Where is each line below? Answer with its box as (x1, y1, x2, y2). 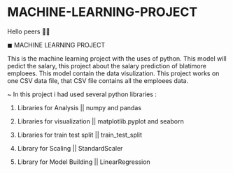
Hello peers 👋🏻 (7, 27, 50, 36)
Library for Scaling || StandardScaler (17, 144, 123, 152)
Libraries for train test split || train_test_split (17, 130, 142, 139)
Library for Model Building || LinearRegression (17, 158, 150, 166)
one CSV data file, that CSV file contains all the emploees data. (7, 76, 189, 84)
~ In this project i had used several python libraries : (7, 90, 157, 98)
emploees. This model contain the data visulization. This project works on (7, 69, 220, 77)
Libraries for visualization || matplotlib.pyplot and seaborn (17, 116, 184, 126)
